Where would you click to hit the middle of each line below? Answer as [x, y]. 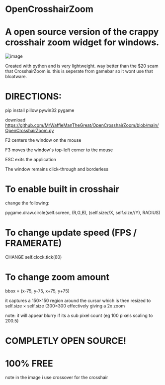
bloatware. [16, 77]
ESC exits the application [31, 160]
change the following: [27, 203]
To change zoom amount [57, 277]
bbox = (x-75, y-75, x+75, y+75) [37, 291]
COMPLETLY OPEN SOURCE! [66, 341]
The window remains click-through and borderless [57, 169]
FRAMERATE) [34, 243]
